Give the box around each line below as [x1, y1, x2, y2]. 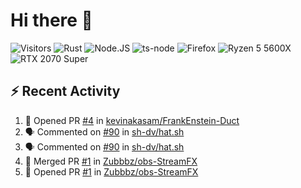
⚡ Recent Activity [10, 83, 121, 100]
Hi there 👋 [10, 9, 93, 32]
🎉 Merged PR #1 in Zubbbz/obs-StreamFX [24, 155, 198, 167]
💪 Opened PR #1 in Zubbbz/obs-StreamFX [24, 165, 199, 178]
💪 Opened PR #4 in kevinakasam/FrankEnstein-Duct [24, 114, 240, 126]
